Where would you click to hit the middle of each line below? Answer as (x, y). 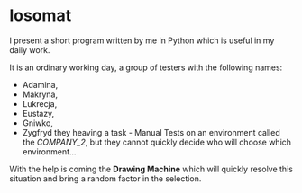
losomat (41, 16)
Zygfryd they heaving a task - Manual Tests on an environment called (151, 132)
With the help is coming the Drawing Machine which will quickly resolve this (151, 169)
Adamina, (40, 84)
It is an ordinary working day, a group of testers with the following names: (146, 67)
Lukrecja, (40, 103)
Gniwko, (38, 123)
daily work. (30, 49)
